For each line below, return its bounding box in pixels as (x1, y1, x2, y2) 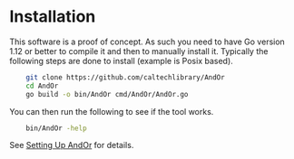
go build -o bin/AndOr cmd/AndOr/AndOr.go (25, 89, 189, 98)
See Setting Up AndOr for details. (9, 140, 134, 151)
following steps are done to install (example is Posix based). (9, 55, 233, 66)
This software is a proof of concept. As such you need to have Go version (9, 36, 286, 47)
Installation (9, 6, 96, 27)
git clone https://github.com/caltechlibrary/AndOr (25, 72, 225, 82)
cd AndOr (25, 81, 59, 90)
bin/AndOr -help (25, 124, 88, 133)
